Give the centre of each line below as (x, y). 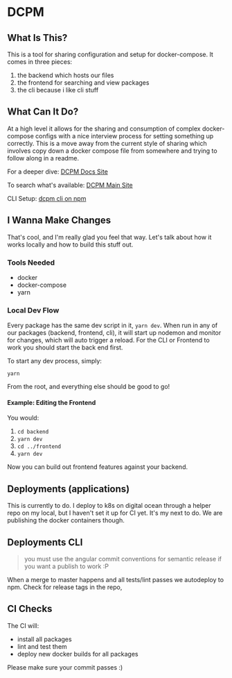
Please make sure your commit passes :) (65, 667)
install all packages (44, 639)
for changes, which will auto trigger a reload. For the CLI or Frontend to (108, 340)
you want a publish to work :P (66, 566)
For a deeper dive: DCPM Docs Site (58, 172)
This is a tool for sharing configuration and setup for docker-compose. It (110, 54)
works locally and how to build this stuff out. (70, 245)
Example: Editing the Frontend (52, 402)
